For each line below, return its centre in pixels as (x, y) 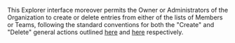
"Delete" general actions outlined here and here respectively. (95, 32)
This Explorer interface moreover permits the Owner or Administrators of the (118, 10)
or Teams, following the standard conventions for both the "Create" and (111, 25)
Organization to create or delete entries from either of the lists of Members (115, 17)
